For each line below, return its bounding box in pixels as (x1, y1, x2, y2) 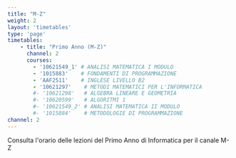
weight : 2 (7, 17, 37, 24)
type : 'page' (7, 30, 46, 38)
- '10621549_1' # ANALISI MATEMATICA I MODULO (33, 63, 174, 70)
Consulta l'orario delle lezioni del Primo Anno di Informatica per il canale (7, 136, 220, 144)
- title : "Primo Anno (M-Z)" (20, 43, 107, 51)
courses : (26, 57, 53, 64)
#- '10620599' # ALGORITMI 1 (33, 97, 126, 104)
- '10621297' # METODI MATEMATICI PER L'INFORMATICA (33, 83, 202, 90)
